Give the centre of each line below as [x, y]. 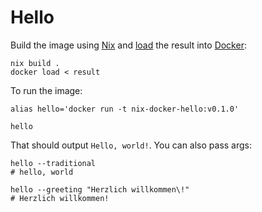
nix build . [35, 63]
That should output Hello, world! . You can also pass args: [131, 145]
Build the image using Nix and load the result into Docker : [128, 45]
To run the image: [46, 90]
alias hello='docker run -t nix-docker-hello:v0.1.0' [125, 109]
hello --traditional [53, 163]
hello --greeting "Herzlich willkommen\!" [100, 189]
